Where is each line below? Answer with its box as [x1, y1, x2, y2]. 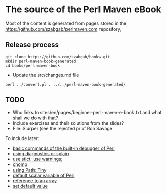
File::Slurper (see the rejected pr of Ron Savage [12, 125, 113, 131]
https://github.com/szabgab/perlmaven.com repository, [5, 25, 122, 32]
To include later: [5, 135, 39, 141]
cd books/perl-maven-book [5, 63, 60, 68]
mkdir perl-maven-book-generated [5, 59, 76, 64]
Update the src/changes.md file [12, 72, 79, 78]
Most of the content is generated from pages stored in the [5, 20, 127, 26]
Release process [5, 41, 59, 49]
